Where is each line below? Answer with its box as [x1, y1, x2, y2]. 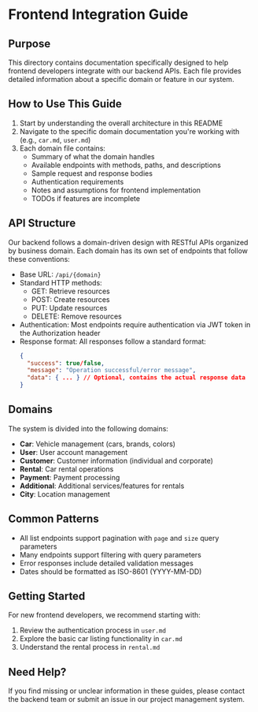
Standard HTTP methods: [19, 278, 102, 287]
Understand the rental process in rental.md [19, 643, 160, 652]
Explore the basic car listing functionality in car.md [19, 634, 182, 643]
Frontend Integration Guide [8, 6, 189, 24]
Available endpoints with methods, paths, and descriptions [31, 160, 222, 170]
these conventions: [8, 254, 71, 263]
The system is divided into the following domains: [8, 423, 169, 433]
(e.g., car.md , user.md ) [19, 135, 91, 144]
